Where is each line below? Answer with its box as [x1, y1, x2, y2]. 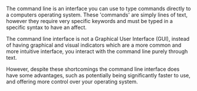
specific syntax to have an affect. [6, 24, 87, 31]
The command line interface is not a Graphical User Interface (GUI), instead [6, 35, 190, 42]
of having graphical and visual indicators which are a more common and [6, 41, 182, 48]
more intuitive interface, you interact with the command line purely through [6, 48, 188, 55]
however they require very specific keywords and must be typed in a [6, 18, 173, 24]
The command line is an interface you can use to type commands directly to [6, 5, 191, 12]
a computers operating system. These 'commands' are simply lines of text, [6, 11, 188, 18]
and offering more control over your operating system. [6, 78, 139, 85]
